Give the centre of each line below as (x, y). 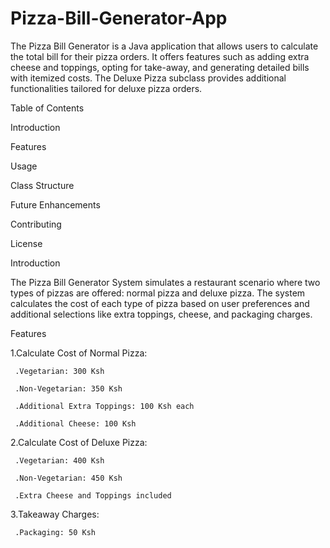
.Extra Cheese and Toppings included (93, 495)
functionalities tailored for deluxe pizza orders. (106, 88)
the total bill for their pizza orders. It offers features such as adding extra (160, 56)
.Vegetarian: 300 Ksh (59, 371)
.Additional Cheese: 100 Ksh (75, 423)
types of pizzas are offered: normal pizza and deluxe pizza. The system (158, 293)
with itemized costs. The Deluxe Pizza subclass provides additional (148, 78)
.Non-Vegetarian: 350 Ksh (68, 388)
